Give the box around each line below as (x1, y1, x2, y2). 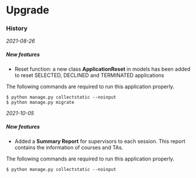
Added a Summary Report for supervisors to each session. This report (14, 138, 185, 145)
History (6, 25, 28, 33)
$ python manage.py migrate (6, 100, 75, 106)
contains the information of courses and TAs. (14, 144, 123, 151)
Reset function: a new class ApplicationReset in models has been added (14, 65, 191, 73)
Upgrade (6, 4, 50, 17)
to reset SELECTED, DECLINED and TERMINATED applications (14, 72, 164, 79)
